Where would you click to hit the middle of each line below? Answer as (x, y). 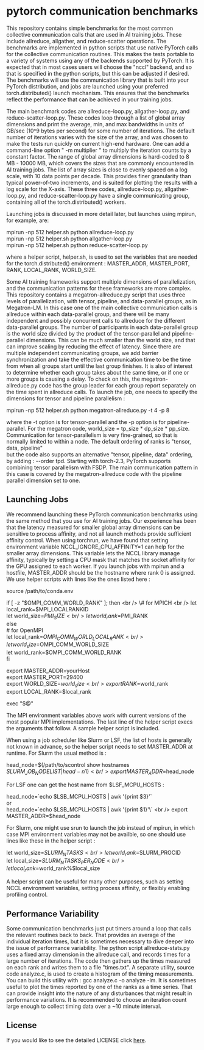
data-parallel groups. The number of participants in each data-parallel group (102, 327)
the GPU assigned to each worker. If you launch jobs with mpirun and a (95, 566)
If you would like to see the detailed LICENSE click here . (76, 1040)
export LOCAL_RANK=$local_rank (49, 691)
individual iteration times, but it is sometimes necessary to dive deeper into (100, 941)
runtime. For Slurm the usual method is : (56, 753)
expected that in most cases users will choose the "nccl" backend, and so (99, 67)
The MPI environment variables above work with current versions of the (96, 715)
